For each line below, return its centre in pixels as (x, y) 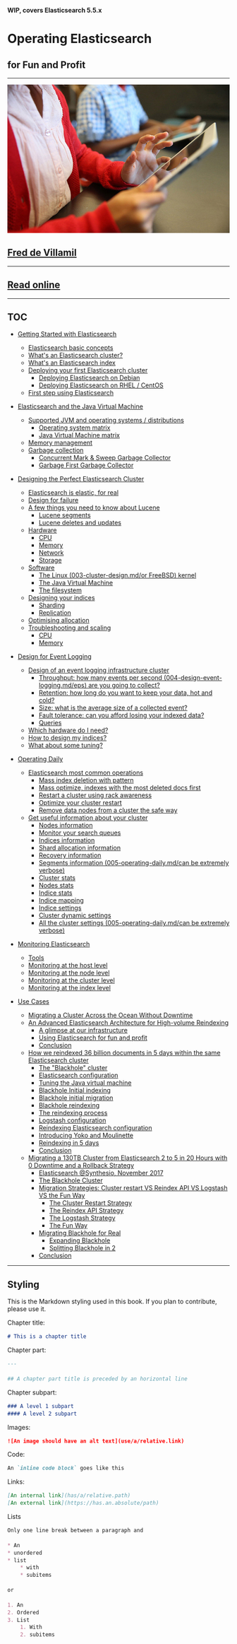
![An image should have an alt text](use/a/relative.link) (96, 1441)
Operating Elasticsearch (80, 39)
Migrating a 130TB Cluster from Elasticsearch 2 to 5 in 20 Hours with (128, 1158)
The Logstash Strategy (82, 1218)
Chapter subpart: (32, 1392)
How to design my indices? (67, 738)
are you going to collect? (124, 686)
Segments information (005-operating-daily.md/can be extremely (134, 863)
